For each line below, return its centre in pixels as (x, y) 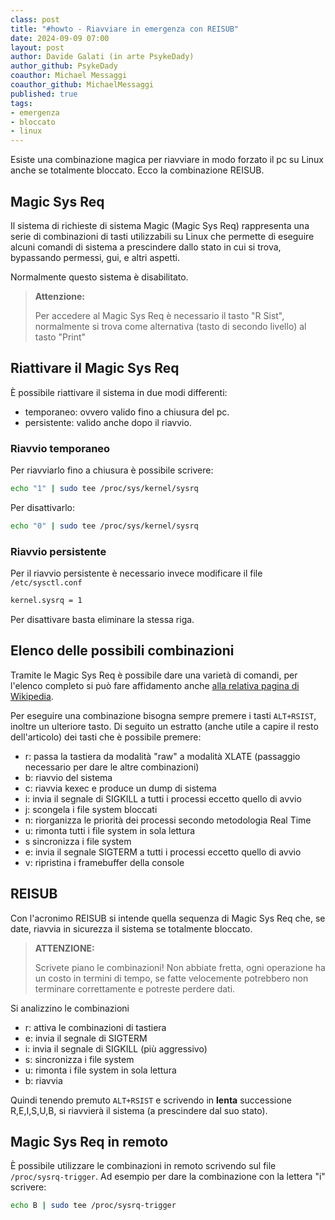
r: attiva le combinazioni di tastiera (95, 1027)
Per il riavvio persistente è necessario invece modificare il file (136, 573)
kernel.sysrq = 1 (46, 601)
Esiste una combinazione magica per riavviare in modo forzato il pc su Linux (167, 160)
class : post (35, 19)
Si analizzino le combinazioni (70, 1008)
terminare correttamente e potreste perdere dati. (135, 988)
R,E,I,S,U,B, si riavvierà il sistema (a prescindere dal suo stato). (139, 1110)
